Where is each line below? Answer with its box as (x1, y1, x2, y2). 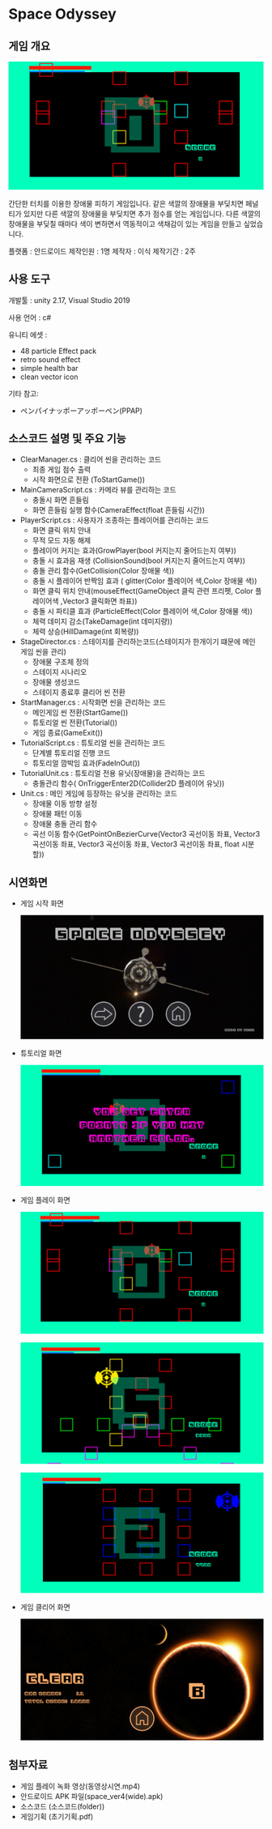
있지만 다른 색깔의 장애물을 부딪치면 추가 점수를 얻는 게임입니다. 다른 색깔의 (23, 208, 261, 219)
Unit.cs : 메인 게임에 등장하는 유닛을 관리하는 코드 (19, 789, 178, 799)
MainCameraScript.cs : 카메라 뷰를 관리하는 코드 (19, 485, 176, 495)
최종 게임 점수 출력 (32, 465, 91, 475)
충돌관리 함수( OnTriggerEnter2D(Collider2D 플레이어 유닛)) (32, 778, 225, 788)
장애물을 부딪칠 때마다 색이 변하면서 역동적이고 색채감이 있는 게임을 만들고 (8, 219, 242, 228)
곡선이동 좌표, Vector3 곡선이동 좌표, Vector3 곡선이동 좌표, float (32, 839, 240, 849)
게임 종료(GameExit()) (32, 728, 104, 738)
